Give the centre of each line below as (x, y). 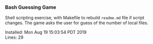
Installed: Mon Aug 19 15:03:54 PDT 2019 (46, 32)
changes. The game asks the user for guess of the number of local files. (77, 23)
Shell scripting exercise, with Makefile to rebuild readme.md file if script (75, 18)
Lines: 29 (14, 37)
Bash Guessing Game (31, 7)
